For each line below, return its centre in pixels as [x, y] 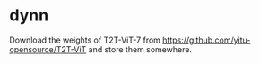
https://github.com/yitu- [207, 40]
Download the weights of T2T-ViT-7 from [85, 40]
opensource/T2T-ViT [48, 49]
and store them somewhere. [140, 49]
